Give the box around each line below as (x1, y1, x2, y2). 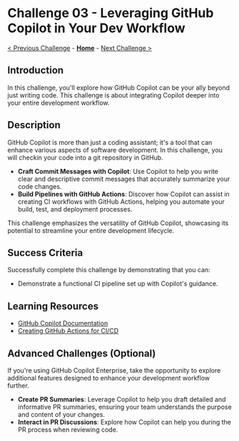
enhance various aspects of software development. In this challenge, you (7, 145, 223, 154)
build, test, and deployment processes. (17, 204, 133, 213)
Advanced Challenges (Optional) (7, 347, 156, 359)
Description (7, 119, 61, 131)
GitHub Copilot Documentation (17, 319, 108, 328)
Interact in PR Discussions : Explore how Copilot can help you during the (17, 418, 232, 426)
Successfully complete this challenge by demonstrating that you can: (7, 266, 210, 274)
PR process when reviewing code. (17, 425, 118, 434)
